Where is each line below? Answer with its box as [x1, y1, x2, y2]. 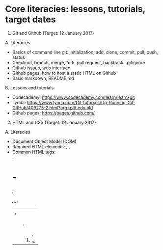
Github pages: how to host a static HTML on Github [12, 70, 116, 76]
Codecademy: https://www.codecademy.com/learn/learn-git [12, 94, 135, 100]
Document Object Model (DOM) [12, 139, 77, 144]
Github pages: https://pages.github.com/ [12, 110, 95, 116]
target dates [5, 14, 56, 25]
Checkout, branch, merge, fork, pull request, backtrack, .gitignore [12, 59, 145, 65]
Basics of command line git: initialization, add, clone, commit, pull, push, [12, 49, 158, 55]
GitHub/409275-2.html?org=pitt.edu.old [12, 105, 93, 111]
